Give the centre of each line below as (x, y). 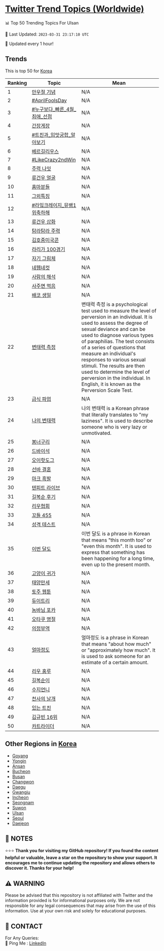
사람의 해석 (44, 276)
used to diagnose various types (117, 335)
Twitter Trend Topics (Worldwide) (75, 9)
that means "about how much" (116, 644)
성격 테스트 (44, 524)
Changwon (23, 782)
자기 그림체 (44, 258)
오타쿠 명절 (44, 619)
